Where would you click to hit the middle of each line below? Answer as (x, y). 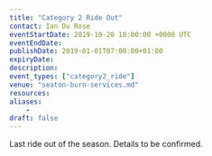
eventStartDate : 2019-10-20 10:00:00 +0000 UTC (101, 34)
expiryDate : (32, 60)
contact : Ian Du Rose (50, 26)
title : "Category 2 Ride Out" (66, 18)
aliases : (26, 101)
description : (34, 69)
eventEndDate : (36, 43)
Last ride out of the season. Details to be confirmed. (106, 144)
